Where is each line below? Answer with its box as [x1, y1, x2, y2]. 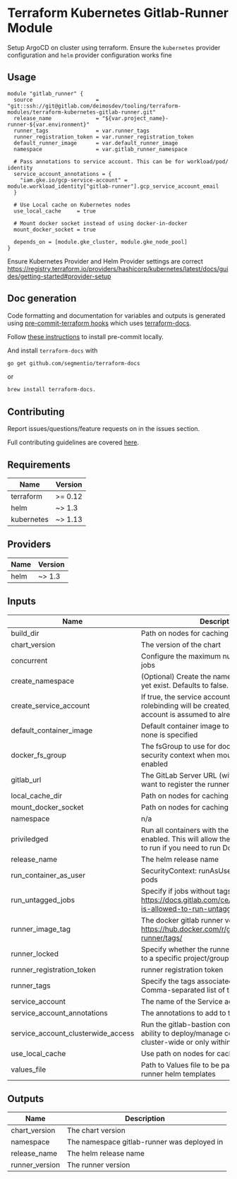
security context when [140, 750, 215, 760]
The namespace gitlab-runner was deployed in [66, 1137, 224, 1147]
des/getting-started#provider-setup [7, 272, 111, 280]
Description [124, 1114, 166, 1124]
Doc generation [7, 292, 77, 304]
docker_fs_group [11, 750, 67, 760]
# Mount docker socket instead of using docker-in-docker [13, 220, 188, 227]
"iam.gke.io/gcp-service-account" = [20, 177, 128, 184]
